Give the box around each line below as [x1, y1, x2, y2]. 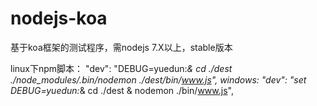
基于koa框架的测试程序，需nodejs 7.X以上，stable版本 [10, 41, 233, 53]
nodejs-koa [10, 7, 108, 30]
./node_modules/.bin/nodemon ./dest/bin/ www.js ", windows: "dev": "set [10, 73, 307, 86]
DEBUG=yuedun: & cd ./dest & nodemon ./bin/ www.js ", [10, 84, 234, 96]
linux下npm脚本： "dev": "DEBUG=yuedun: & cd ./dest [10, 62, 233, 74]
